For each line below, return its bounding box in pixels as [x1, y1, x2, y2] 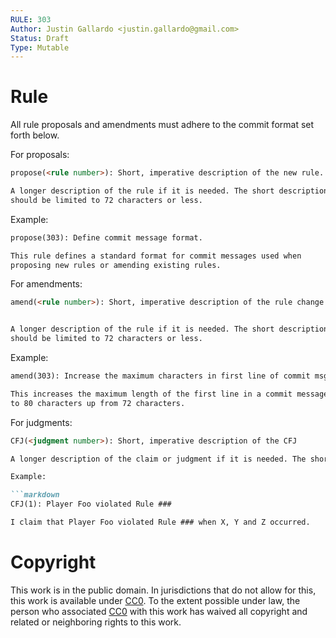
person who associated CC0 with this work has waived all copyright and [10, 605, 308, 617]
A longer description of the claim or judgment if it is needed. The [10, 454, 307, 464]
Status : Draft [10, 33, 70, 43]
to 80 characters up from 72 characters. [10, 398, 186, 408]
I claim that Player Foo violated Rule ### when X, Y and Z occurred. [10, 517, 311, 528]
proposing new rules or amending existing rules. [10, 260, 222, 270]
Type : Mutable [10, 42, 70, 53]
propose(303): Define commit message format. [10, 232, 203, 243]
